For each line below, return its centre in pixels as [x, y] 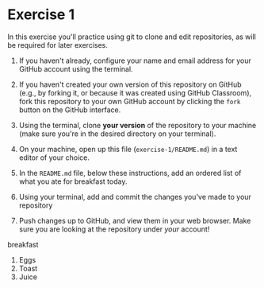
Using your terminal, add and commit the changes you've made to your [135, 197]
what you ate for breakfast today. [73, 181]
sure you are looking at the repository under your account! [114, 229]
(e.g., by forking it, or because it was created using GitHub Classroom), [135, 92]
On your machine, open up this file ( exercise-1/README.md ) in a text [128, 149]
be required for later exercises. [58, 45]
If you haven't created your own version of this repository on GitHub [130, 84]
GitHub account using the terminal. [76, 68]
